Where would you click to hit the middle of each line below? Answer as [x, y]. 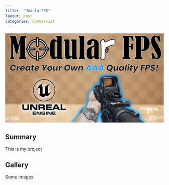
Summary [21, 137]
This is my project [24, 149]
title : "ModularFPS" [28, 11]
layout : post [19, 16]
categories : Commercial [30, 21]
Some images [19, 177]
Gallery [17, 165]
